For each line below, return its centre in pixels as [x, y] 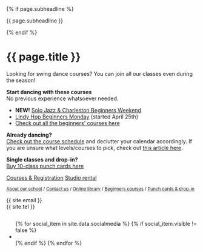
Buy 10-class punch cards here [45, 166]
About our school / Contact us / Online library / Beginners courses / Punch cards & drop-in [101, 189]
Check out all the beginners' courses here [67, 123]
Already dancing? [29, 135]
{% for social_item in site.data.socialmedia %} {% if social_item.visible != [106, 223]
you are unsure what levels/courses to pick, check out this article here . [95, 148]
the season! [21, 80]
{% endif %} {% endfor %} [48, 243]
